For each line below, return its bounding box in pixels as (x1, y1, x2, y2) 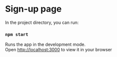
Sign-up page (5, 3, 62, 15)
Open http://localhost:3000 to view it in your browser (5, 47, 113, 53)
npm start (5, 32, 28, 37)
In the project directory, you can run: (5, 19, 79, 25)
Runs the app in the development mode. (5, 41, 86, 47)
